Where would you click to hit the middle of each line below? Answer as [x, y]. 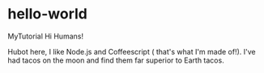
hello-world [48, 14]
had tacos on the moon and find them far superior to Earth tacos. [116, 60]
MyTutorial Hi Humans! [46, 36]
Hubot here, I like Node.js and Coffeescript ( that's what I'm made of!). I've [132, 51]
